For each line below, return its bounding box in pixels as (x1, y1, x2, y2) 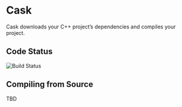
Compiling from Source (6, 79, 93, 89)
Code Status (6, 47, 53, 57)
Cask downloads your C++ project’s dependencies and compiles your (6, 23, 176, 30)
